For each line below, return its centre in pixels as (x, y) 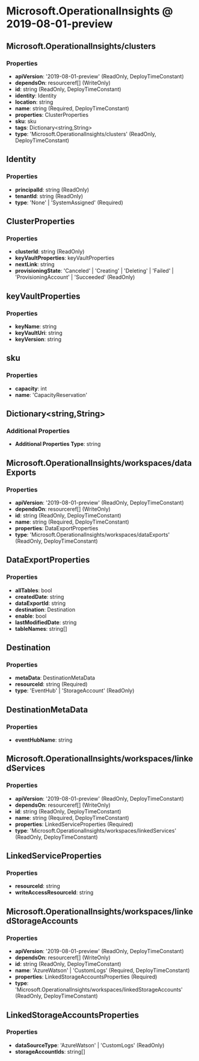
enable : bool (31, 616)
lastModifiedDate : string (46, 622)
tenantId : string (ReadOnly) (49, 196)
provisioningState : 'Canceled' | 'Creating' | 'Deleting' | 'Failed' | (94, 271)
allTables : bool (33, 590)
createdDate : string (39, 596)
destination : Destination (45, 609)
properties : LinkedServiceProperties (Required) (74, 824)
